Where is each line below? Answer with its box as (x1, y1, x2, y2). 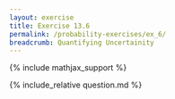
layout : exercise (9, 12, 74, 22)
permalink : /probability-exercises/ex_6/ (9, 29, 167, 38)
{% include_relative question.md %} (9, 79, 143, 90)
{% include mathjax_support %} (9, 62, 127, 73)
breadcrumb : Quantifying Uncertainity (9, 37, 154, 47)
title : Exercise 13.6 (9, 21, 91, 30)
